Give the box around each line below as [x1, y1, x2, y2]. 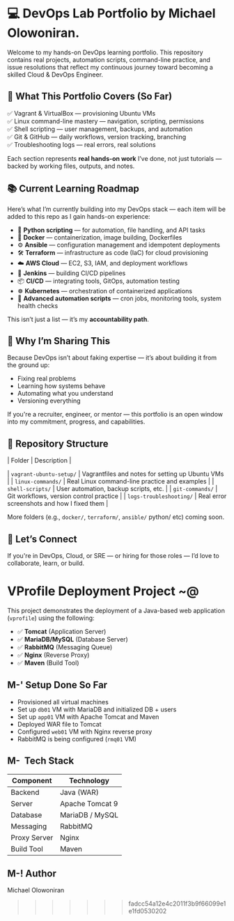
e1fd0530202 [128, 907, 167, 915]
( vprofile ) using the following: [7, 614, 95, 622]
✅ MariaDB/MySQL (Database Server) [17, 635, 129, 643]
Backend [10, 787, 40, 797]
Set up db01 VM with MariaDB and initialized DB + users [17, 705, 177, 713]
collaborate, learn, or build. [7, 559, 85, 567]
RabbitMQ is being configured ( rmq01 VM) [17, 734, 137, 743]
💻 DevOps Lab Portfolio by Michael [7, 6, 216, 22]
